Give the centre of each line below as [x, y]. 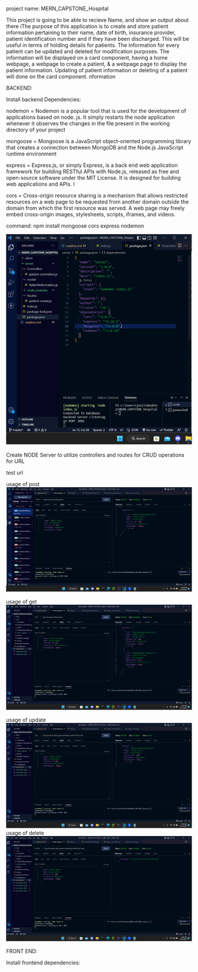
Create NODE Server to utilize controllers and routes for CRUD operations [95, 455]
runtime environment [32, 154]
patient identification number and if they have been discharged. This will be [98, 39]
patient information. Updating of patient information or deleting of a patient [97, 70]
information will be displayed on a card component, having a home [87, 58]
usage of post [23, 484]
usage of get [22, 602]
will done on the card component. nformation [61, 77]
